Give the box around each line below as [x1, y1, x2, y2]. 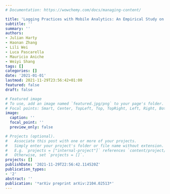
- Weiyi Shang [5, 59, 35, 64]
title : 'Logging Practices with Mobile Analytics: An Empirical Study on [5, 16, 164, 22]
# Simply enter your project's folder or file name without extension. [5, 143, 164, 148]
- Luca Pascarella [5, 49, 44, 55]
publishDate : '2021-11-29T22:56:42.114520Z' [5, 162, 101, 167]
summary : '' [5, 26, 30, 31]
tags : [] [5, 64, 24, 69]
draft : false [5, 87, 33, 92]
